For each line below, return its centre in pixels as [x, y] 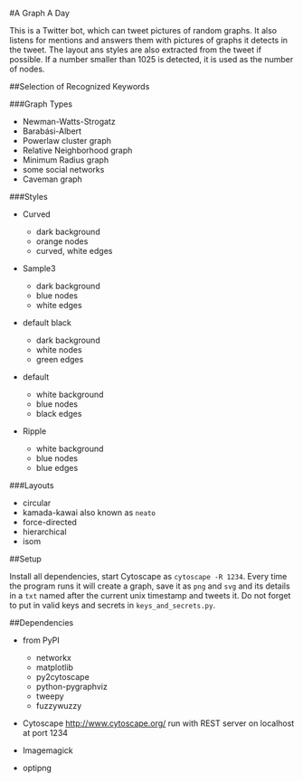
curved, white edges [74, 251]
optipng [37, 768]
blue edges [57, 468]
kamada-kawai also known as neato [89, 513]
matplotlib [55, 667]
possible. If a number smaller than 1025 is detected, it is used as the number [151, 59]
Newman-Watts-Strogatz [69, 122]
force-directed [49, 522]
